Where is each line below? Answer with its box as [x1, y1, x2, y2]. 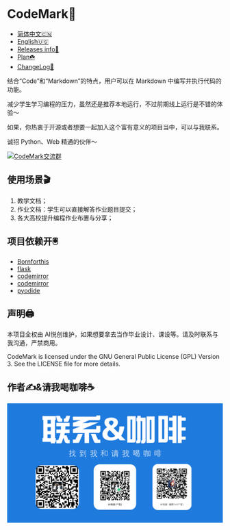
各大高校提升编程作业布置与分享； [16, 214, 114, 222]
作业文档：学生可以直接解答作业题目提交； [16, 205, 138, 213]
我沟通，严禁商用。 [7, 339, 62, 347]
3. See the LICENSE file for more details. [7, 359, 121, 368]
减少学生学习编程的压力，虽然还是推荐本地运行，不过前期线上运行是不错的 [7, 99, 217, 108]
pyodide [16, 286, 40, 294]
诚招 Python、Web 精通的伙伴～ [7, 137, 98, 146]
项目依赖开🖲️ [7, 236, 59, 247]
